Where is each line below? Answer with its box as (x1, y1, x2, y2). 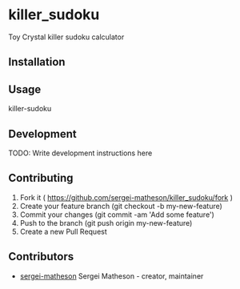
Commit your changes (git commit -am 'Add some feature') (19, 210, 214, 219)
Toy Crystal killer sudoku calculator (8, 32, 125, 42)
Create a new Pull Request (19, 227, 108, 236)
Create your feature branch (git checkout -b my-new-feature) (19, 201, 222, 211)
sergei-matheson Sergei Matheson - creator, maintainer (19, 271, 204, 281)
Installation (8, 55, 66, 69)
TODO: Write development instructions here (8, 148, 153, 158)
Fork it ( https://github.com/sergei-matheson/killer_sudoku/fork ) (19, 192, 234, 202)
